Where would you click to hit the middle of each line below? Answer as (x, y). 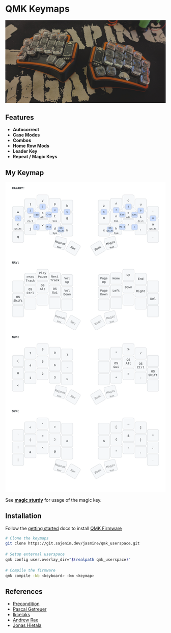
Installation (23, 516)
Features (20, 117)
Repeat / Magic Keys (35, 157)
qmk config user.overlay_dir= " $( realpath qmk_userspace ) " (68, 560)
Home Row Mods (31, 146)
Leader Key (25, 151)
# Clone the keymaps (27, 538)
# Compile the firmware (31, 570)
